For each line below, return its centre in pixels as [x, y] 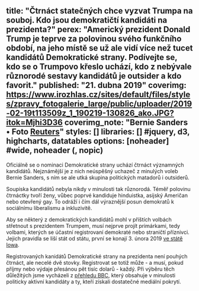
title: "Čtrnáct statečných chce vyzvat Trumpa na [99, 11]
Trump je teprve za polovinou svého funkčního [94, 39]
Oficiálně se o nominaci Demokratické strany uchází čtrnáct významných [95, 165]
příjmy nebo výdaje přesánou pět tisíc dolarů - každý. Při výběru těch [90, 269]
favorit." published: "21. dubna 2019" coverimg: [96, 85]
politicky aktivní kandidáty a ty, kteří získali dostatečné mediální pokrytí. [94, 281]
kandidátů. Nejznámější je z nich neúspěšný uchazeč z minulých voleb [92, 171]
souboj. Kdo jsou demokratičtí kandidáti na [87, 21]
